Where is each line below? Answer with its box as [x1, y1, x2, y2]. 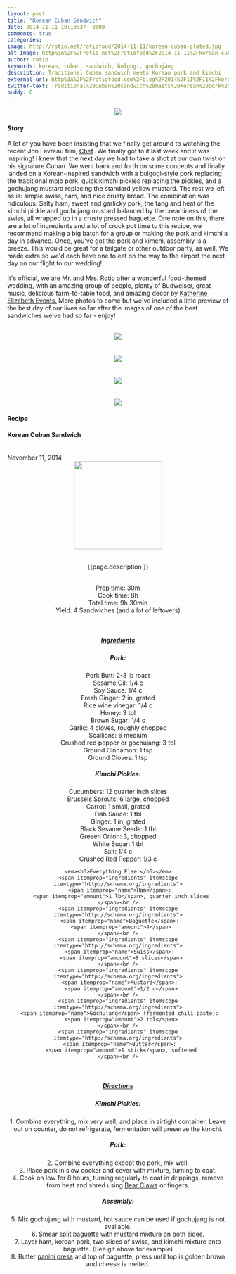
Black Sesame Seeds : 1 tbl [79, 825, 157, 833]
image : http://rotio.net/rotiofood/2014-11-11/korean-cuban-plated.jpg [7, 43, 221, 50]
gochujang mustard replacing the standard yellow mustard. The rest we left [7, 184, 225, 193]
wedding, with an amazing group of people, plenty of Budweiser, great [7, 282, 211, 290]
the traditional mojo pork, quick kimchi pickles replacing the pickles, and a [7, 177, 222, 185]
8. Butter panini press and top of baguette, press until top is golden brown [11, 1252, 225, 1261]
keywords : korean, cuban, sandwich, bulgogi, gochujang [7, 63, 174, 70]
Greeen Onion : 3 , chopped [79, 832, 157, 841]
